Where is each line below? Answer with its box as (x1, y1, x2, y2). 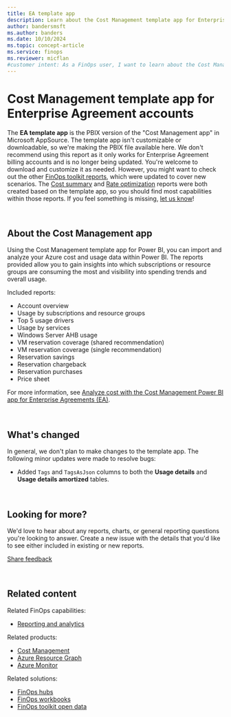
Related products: (7, 633, 58, 641)
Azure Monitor (16, 661, 58, 669)
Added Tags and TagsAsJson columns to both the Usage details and (16, 468, 208, 476)
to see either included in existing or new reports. (7, 541, 144, 550)
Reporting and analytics (16, 619, 85, 627)
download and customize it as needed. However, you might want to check (7, 165, 217, 173)
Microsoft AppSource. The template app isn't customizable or (7, 136, 181, 144)
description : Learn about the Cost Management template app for (7, 17, 195, 23)
